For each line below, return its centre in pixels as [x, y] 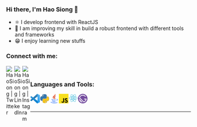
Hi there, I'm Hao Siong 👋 [42, 9]
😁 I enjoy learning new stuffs [50, 41]
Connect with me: [32, 56]
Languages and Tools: [62, 84]
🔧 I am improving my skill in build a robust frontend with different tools [99, 28]
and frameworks [34, 35]
